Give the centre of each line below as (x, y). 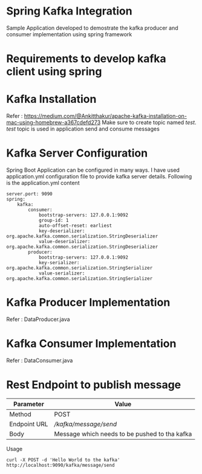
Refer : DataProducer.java (38, 319)
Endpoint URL (29, 424)
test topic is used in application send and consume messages (83, 129)
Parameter (28, 404)
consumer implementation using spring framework (69, 34)
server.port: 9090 (29, 194)
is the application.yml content (43, 183)
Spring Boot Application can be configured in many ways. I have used (93, 170)
